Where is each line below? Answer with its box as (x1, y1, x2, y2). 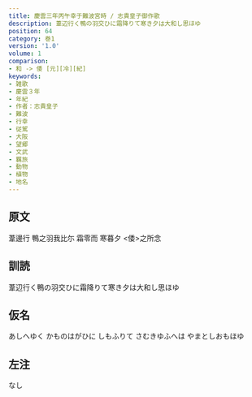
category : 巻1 (8, 34, 55, 43)
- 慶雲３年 (8, 87, 41, 96)
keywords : (8, 72, 42, 80)
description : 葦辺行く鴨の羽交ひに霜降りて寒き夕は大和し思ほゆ (8, 19, 202, 28)
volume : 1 (8, 50, 42, 58)
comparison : (8, 58, 49, 66)
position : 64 (8, 27, 53, 35)
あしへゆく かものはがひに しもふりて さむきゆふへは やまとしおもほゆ (8, 331, 245, 341)
